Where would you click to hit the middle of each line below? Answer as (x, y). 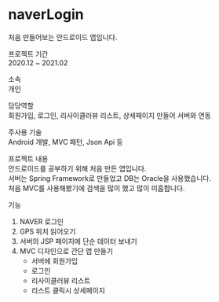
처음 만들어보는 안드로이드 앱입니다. (63, 37)
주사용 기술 (25, 132)
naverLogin (46, 15)
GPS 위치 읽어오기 (47, 231)
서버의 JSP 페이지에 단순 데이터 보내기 (78, 241)
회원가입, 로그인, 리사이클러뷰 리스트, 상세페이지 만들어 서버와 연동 (110, 115)
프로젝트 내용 (28, 158)
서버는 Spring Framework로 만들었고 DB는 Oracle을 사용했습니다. (110, 178)
